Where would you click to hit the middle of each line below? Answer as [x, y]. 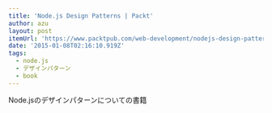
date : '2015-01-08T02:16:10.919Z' [67, 46]
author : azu [28, 23]
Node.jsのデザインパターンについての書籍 [78, 100]
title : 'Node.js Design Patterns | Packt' [81, 16]
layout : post [30, 31]
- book [27, 76]
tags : [17, 53]
